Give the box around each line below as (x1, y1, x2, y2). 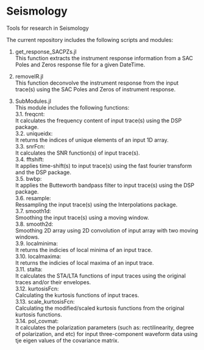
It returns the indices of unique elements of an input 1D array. (15, 136, 169, 144)
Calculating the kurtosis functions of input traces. (15, 291, 139, 299)
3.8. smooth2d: (15, 220, 54, 228)
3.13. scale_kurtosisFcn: (15, 298, 75, 305)
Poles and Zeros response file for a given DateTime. (15, 61, 146, 68)
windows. (15, 233, 40, 240)
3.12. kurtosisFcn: (15, 285, 59, 292)
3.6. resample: (15, 194, 51, 201)
